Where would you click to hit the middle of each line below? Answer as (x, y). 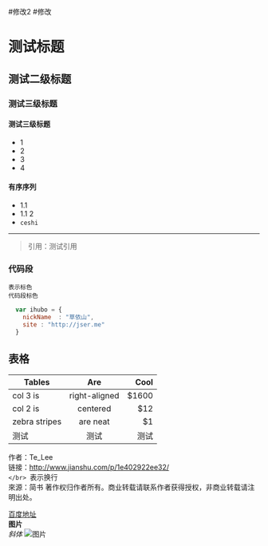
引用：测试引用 (52, 246)
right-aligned (94, 395)
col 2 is (26, 408)
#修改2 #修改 (30, 12)
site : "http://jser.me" (64, 324)
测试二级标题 (40, 79)
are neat (94, 421)
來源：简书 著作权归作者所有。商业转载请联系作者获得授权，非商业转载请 (128, 487)
